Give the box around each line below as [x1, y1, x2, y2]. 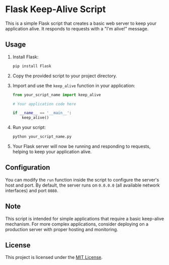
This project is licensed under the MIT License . [5, 254, 103, 260]
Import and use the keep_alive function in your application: [12, 82, 135, 89]
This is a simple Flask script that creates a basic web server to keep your [5, 20, 157, 26]
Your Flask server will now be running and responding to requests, [12, 143, 151, 149]
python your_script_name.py [12, 134, 72, 140]
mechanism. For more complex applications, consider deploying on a [5, 221, 149, 227]
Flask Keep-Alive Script [5, 4, 106, 15]
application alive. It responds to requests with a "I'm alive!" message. [5, 25, 149, 31]
